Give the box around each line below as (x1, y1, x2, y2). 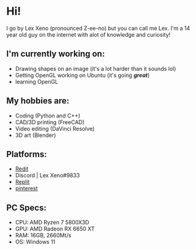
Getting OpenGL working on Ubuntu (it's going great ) (15, 72, 150, 79)
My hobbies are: (6, 96, 70, 106)
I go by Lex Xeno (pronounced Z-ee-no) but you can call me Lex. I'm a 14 (6, 24, 191, 32)
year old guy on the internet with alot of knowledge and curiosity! (6, 31, 171, 38)
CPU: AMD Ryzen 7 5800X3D (15, 219, 90, 226)
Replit (15, 178, 30, 186)
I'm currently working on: (6, 49, 105, 59)
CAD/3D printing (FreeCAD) (15, 118, 85, 126)
